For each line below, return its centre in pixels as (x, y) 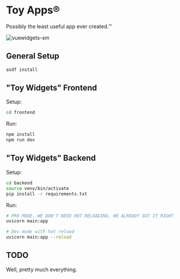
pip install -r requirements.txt (47, 194)
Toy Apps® (33, 10)
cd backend (19, 183)
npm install (20, 135)
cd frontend (20, 113)
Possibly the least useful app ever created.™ (59, 26)
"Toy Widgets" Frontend (52, 88)
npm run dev (20, 140)
